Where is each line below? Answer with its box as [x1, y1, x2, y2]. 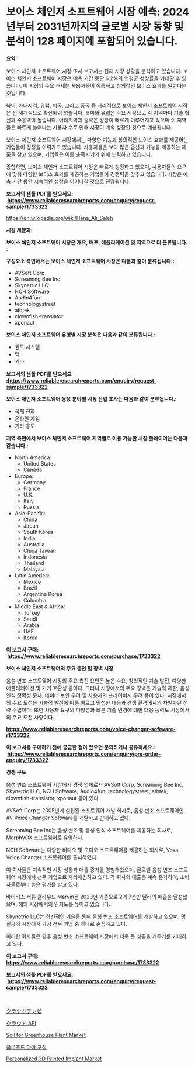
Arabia [23, 621, 40, 629]
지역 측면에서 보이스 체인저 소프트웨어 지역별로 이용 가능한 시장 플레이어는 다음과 [6, 435, 188, 442]
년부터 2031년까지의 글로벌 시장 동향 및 [6, 20, 184, 33]
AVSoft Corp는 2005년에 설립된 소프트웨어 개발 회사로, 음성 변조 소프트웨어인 [6, 807, 184, 814]
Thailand [23, 559, 45, 566]
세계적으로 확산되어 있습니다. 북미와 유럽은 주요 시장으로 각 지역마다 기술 [18, 109, 184, 116]
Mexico [23, 578, 41, 585]
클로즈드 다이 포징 [6, 1043, 47, 1050]
